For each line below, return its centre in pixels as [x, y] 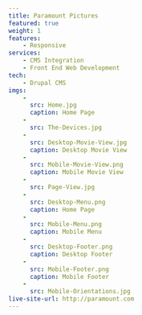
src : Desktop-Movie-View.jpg [78, 142]
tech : [17, 75]
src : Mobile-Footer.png [69, 269]
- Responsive [45, 46]
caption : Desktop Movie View [78, 150]
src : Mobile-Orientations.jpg [80, 292]
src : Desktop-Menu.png [67, 202]
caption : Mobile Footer [69, 277]
